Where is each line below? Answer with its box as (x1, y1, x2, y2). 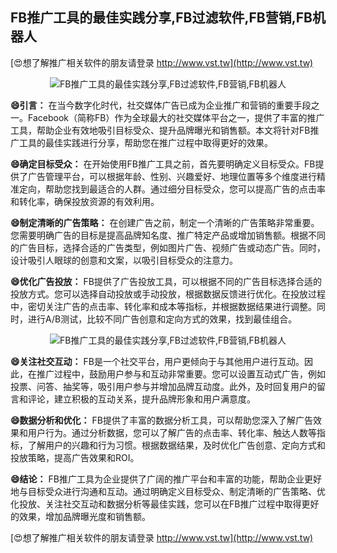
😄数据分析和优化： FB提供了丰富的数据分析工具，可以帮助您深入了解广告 (10, 414, 313, 426)
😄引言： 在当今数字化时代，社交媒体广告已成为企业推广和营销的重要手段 (10, 99, 312, 111)
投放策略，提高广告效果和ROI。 (10, 451, 140, 463)
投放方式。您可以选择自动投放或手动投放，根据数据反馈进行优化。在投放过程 (10, 288, 326, 300)
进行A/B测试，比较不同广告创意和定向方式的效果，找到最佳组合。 (27, 313, 298, 325)
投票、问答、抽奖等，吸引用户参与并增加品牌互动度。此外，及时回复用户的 (10, 380, 317, 392)
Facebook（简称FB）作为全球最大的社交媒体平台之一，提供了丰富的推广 (27, 111, 325, 123)
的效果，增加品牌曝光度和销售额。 (10, 510, 151, 522)
